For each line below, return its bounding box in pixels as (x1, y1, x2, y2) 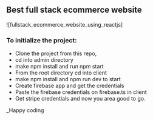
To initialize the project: (6, 36, 77, 44)
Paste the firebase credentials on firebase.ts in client (15, 88, 147, 96)
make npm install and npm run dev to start (15, 76, 121, 83)
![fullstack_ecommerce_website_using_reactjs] (6, 21, 123, 28)
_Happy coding (6, 107, 44, 114)
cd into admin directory (15, 56, 74, 64)
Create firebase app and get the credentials (15, 82, 124, 90)
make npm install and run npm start (15, 63, 104, 70)
